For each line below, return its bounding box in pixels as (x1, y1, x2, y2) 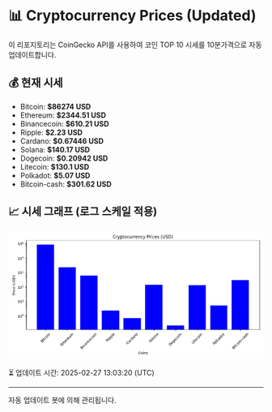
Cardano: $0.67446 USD (19, 135, 104, 146)
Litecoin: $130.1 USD (19, 161, 90, 171)
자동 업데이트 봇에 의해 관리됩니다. (8, 395, 117, 405)
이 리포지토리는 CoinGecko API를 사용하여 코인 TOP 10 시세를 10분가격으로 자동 (8, 40, 262, 49)
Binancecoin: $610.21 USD (19, 118, 109, 128)
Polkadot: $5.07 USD (19, 170, 91, 180)
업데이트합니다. (8, 49, 57, 59)
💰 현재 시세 (8, 76, 63, 90)
